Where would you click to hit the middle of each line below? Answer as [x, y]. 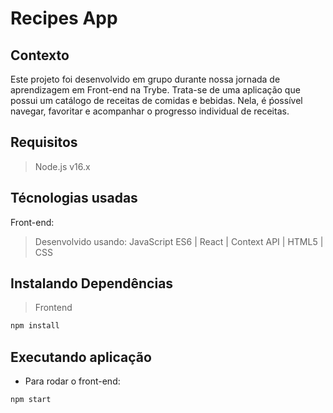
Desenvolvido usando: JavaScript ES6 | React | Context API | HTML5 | [179, 241]
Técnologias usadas [74, 198]
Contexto [40, 55]
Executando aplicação [81, 357]
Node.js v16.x [62, 166]
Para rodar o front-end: [72, 381]
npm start [31, 400]
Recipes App [64, 18]
